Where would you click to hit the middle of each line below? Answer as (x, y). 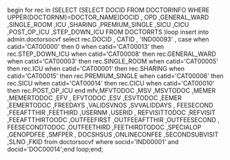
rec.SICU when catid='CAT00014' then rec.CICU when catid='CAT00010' (111, 83)
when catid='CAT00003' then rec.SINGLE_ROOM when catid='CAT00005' (113, 61)
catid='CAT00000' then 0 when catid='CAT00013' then (86, 47)
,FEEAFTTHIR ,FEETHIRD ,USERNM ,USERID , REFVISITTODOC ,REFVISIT (112, 112)
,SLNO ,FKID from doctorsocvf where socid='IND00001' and (93, 142)
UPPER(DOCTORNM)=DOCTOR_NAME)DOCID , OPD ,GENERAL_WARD (108, 17)
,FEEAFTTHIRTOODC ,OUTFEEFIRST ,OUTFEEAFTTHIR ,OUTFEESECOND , (113, 120)
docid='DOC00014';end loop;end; (55, 149)
